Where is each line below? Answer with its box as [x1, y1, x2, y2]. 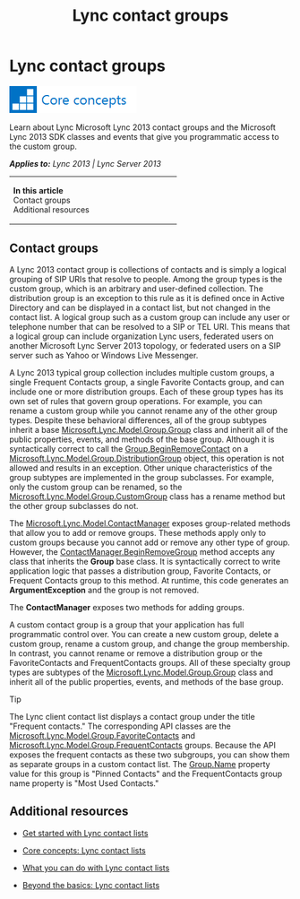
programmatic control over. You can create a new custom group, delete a [9, 629, 279, 639]
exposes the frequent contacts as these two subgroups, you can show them [9, 749, 290, 760]
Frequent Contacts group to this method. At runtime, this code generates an [9, 575, 289, 585]
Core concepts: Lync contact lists [21, 844, 146, 856]
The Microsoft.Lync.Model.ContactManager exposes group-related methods [9, 518, 291, 529]
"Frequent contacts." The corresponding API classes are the [9, 721, 231, 731]
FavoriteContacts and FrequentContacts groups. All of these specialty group [9, 658, 291, 668]
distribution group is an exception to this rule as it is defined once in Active [9, 293, 285, 303]
